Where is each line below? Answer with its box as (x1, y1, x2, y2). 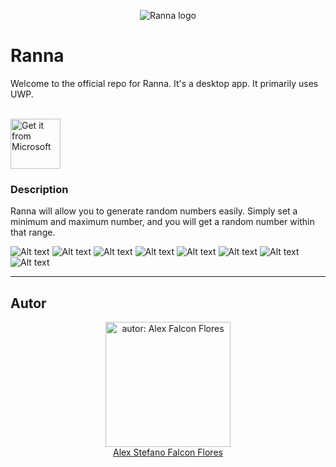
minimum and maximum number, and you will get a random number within (10, 216, 315, 228)
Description (10, 182, 69, 196)
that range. (10, 226, 56, 239)
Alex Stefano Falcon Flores (113, 446, 223, 459)
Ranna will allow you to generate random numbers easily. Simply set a (10, 205, 298, 217)
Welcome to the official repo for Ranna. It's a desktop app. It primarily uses (10, 77, 319, 89)
